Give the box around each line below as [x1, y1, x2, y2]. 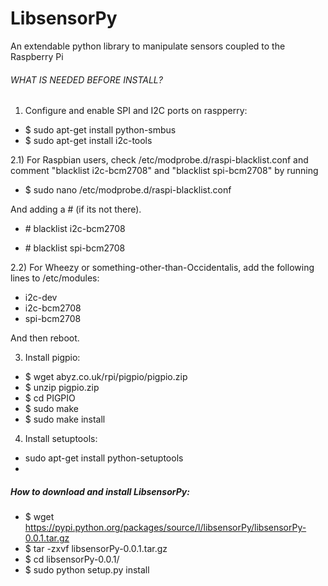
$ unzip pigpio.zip [24, 382, 100, 394]
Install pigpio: [24, 352, 81, 364]
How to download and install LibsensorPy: [10, 485, 190, 497]
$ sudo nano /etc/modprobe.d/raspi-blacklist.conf [24, 184, 232, 196]
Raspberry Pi [10, 50, 64, 62]
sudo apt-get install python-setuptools [24, 452, 184, 464]
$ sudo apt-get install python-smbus [24, 124, 177, 136]
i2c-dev [24, 292, 58, 304]
